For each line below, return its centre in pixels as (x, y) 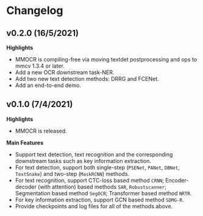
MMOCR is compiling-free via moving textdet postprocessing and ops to (106, 59)
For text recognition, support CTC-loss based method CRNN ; (90, 180)
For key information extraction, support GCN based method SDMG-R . (99, 200)
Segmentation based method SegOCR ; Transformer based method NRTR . (103, 193)
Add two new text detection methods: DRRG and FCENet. (87, 79)
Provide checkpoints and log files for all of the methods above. (94, 206)
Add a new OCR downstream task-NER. (65, 72)
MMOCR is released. (41, 131)
